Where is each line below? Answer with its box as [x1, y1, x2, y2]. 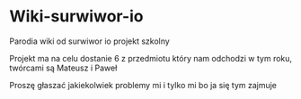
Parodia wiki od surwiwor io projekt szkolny [9, 36, 171, 46]
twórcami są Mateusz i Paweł [9, 62, 118, 73]
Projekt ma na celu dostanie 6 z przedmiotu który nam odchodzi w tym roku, [9, 53, 293, 63]
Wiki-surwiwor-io [9, 6, 144, 27]
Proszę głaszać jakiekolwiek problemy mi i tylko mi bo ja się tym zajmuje [9, 79, 277, 90]
